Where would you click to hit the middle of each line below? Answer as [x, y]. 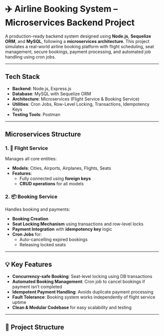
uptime [19, 302]
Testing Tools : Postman [36, 114]
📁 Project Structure [35, 327]
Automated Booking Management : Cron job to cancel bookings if [79, 281]
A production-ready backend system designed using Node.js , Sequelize [78, 36]
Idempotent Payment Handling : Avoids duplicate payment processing [83, 292]
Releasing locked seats [42, 244]
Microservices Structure [43, 134]
